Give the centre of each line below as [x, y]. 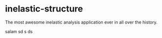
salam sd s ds [19, 31]
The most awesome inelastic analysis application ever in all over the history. [81, 22]
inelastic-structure [44, 9]
